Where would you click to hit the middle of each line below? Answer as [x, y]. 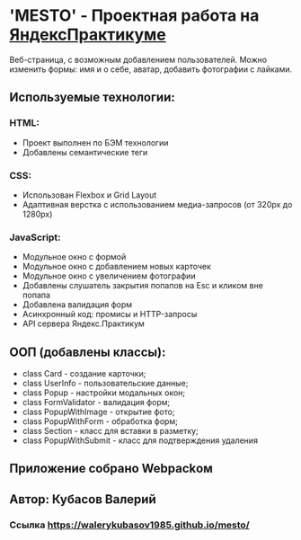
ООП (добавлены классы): [88, 352]
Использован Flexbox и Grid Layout [89, 195]
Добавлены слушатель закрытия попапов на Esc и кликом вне [142, 286]
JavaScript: [35, 237]
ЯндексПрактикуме [88, 35]
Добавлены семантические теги [85, 152]
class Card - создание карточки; [84, 374]
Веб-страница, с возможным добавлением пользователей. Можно [138, 59]
